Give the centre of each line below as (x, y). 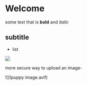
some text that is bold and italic (37, 22)
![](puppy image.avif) (27, 77)
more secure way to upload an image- (44, 68)
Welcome (25, 9)
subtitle (17, 37)
